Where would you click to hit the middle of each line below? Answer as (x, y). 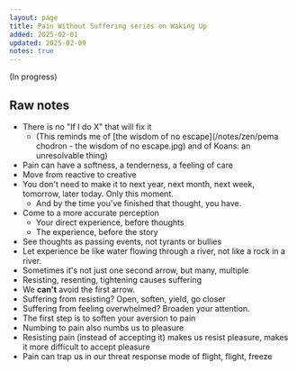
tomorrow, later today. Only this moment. (98, 194)
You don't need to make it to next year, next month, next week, (138, 184)
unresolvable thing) (72, 155)
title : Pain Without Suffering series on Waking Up (108, 26)
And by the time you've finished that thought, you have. (139, 203)
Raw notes (40, 105)
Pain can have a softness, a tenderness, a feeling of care (128, 165)
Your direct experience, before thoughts (110, 222)
